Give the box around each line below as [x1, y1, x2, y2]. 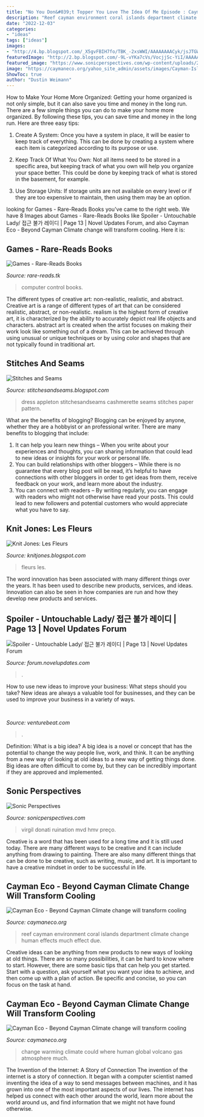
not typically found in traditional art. [6, 341, 95, 348]
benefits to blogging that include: [6, 429, 89, 436]
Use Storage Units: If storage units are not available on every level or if [15, 187, 192, 195]
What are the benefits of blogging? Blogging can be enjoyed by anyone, [6, 416, 186, 424]
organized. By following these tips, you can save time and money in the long [6, 113, 197, 121]
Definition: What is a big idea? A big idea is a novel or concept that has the [6, 742, 192, 750]
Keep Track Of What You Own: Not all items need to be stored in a [15, 156, 180, 163]
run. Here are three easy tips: [6, 119, 80, 127]
